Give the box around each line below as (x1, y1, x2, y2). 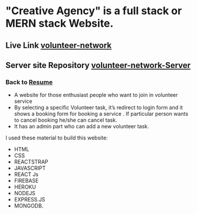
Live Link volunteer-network (5, 40, 112, 50)
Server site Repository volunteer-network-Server (5, 60, 191, 70)
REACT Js (14, 171, 39, 178)
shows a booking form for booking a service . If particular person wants (14, 111, 189, 118)
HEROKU (14, 183, 37, 190)
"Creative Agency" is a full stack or (5, 4, 182, 18)
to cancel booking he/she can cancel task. (14, 116, 117, 124)
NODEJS (14, 190, 36, 197)
